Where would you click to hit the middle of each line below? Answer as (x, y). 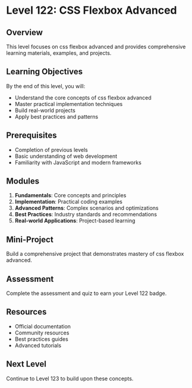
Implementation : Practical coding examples (69, 202)
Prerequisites (32, 136)
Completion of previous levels (51, 150)
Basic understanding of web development (66, 156)
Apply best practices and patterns (56, 116)
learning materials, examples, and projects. (59, 53)
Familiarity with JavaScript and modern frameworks (78, 162)
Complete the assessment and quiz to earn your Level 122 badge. (86, 293)
